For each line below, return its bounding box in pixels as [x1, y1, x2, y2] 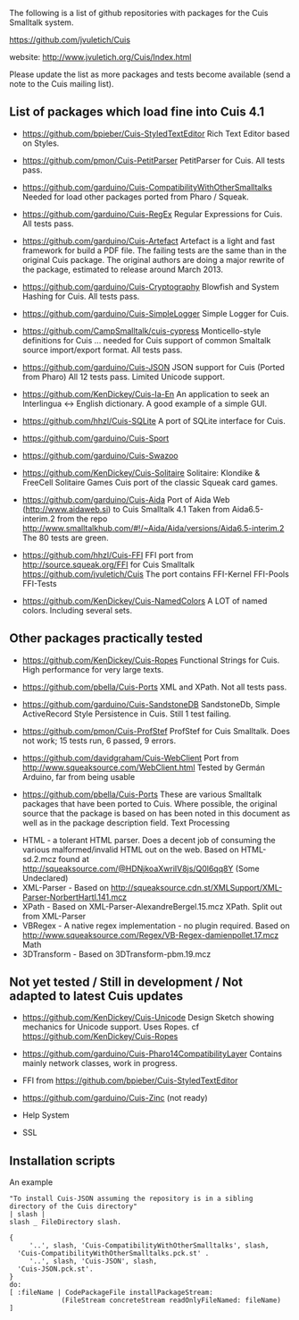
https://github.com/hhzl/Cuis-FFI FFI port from [21, 549, 194, 560]
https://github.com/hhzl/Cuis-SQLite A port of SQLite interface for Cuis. [21, 415, 286, 426]
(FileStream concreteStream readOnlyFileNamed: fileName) [61, 1296, 281, 1305]
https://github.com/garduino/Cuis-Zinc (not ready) [21, 1093, 208, 1104]
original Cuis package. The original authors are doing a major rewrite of [21, 254, 285, 265]
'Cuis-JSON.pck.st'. [17, 1265, 94, 1273]
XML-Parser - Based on [21, 882, 110, 893]
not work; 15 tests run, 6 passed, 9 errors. [21, 735, 177, 746]
